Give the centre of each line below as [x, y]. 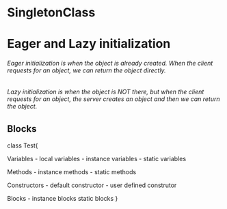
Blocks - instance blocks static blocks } [63, 198]
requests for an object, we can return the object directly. [86, 70]
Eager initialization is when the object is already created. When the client [110, 63]
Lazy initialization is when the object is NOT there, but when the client [106, 92]
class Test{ [23, 145]
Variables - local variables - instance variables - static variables [97, 158]
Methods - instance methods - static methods [72, 171]
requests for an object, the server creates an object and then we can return [113, 99]
